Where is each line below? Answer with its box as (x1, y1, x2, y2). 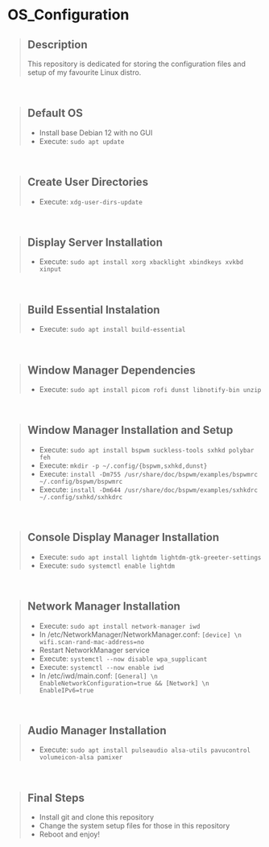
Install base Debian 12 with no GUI (39, 127, 153, 138)
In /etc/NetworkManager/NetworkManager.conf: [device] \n (39, 630, 242, 639)
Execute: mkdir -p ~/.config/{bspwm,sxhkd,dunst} (39, 461, 208, 470)
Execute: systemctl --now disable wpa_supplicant (39, 654, 208, 663)
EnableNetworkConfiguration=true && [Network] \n (39, 679, 210, 688)
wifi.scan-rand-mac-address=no (39, 638, 145, 646)
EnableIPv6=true (39, 686, 94, 694)
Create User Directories (27, 176, 149, 189)
